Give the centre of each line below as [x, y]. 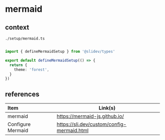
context [17, 27]
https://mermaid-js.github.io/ [90, 116]
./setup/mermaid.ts [25, 38]
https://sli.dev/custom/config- [92, 124]
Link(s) [107, 108]
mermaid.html [73, 131]
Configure [19, 124]
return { [18, 65]
